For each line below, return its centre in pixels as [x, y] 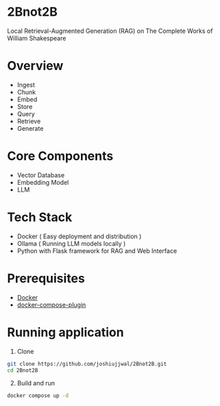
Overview [35, 66]
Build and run [36, 383]
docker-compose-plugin [51, 305]
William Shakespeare [37, 38]
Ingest [26, 85]
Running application [66, 332]
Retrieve [29, 121]
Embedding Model [43, 182]
